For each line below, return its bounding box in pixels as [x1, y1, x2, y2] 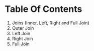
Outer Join [12, 25, 34, 31]
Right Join [12, 36, 33, 42]
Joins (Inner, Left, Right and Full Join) [12, 20, 89, 26]
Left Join [12, 30, 31, 36]
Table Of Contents [5, 3, 82, 15]
